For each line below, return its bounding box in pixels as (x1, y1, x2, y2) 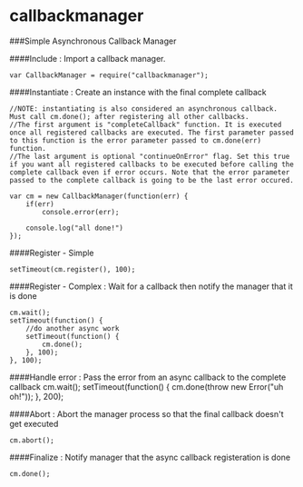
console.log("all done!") (25, 224, 124, 233)
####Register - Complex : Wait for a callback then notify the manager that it (9, 281, 293, 292)
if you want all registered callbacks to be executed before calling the (9, 160, 295, 169)
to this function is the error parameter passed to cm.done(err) (9, 135, 261, 145)
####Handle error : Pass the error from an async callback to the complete (9, 372, 287, 383)
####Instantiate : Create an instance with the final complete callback (9, 86, 267, 97)
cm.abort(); (9, 435, 54, 445)
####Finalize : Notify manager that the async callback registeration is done (9, 452, 291, 462)
